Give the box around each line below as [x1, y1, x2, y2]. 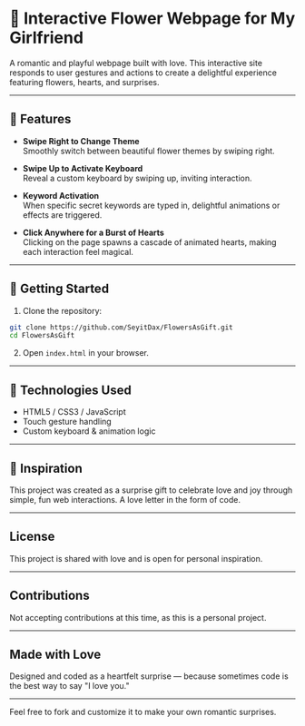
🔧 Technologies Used [9, 382, 132, 397]
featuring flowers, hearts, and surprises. [9, 76, 160, 87]
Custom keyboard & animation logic [22, 426, 156, 437]
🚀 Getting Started [9, 281, 110, 297]
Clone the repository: [22, 305, 103, 316]
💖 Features [9, 112, 72, 127]
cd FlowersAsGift [9, 331, 75, 340]
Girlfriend [9, 27, 84, 48]
